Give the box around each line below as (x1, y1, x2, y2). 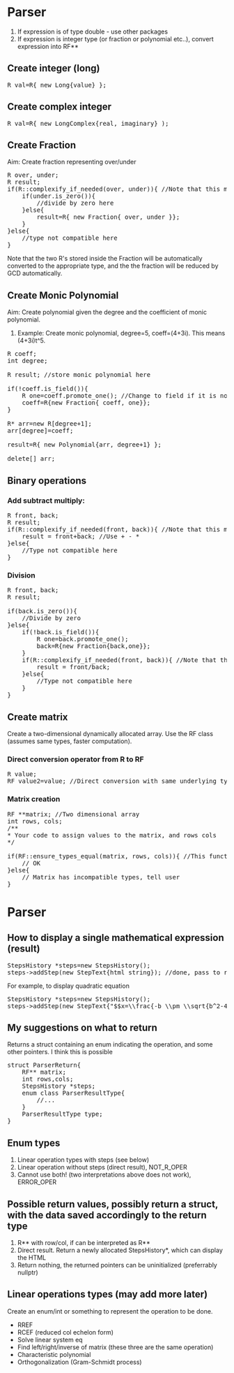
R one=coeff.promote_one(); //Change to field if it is (22, 392, 217, 400)
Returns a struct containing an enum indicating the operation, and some (7, 1040, 213, 1049)
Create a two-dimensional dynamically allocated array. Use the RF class (7, 729, 214, 738)
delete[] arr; (7, 455, 56, 463)
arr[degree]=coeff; (7, 427, 74, 435)
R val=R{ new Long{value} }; (7, 81, 107, 89)
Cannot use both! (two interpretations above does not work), (17, 1170, 192, 1179)
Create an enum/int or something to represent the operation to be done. (7, 1307, 213, 1315)
